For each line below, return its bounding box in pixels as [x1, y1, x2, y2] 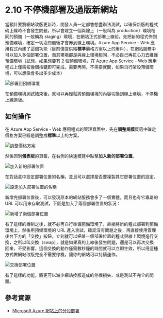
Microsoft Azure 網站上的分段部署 [12, 307, 80, 314]
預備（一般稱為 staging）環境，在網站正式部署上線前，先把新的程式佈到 [13, 34, 157, 39]
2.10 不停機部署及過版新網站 [5, 4, 118, 16]
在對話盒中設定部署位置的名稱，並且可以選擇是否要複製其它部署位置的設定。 [5, 174, 158, 179]
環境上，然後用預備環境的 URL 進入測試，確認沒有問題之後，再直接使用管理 [5, 227, 156, 233]
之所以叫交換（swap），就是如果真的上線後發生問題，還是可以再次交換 [13, 239, 154, 245]
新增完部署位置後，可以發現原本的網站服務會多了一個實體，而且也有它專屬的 [5, 194, 158, 200]
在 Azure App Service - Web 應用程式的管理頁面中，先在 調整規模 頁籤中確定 [5, 126, 156, 132]
